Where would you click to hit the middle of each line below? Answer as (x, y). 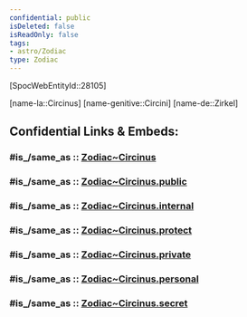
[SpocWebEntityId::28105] (58, 86)
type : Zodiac (34, 60)
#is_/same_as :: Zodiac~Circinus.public (98, 182)
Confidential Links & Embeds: (94, 132)
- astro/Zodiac (38, 52)
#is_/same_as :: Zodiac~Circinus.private (100, 255)
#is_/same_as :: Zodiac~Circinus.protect (101, 230)
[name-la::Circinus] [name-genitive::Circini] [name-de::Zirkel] (124, 103)
